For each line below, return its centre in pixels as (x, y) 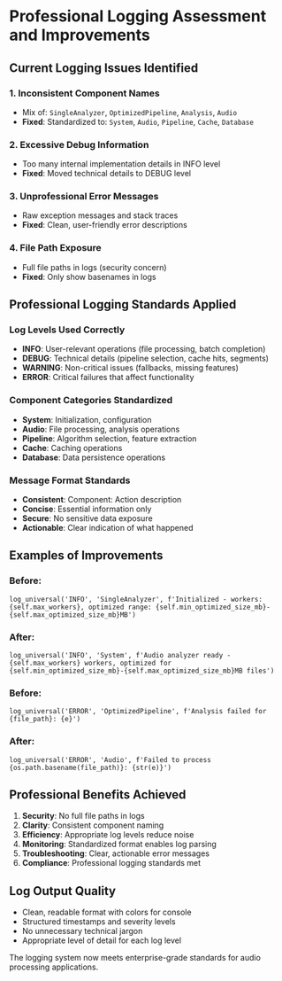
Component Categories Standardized (91, 401)
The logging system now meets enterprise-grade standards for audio (135, 958)
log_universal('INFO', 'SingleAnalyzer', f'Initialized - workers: (136, 599)
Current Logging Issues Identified (104, 68)
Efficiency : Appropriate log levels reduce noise (108, 835)
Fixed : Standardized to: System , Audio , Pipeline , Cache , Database (138, 121)
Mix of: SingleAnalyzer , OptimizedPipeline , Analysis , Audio (129, 112)
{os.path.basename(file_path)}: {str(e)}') (91, 767)
